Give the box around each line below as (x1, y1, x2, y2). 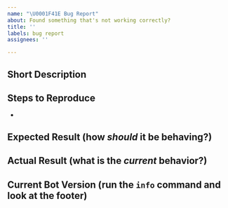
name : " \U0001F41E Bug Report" (7, 10, 99, 18)
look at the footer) (7, 190, 88, 202)
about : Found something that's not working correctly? (7, 17, 171, 24)
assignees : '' (7, 36, 49, 43)
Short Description (7, 68, 87, 81)
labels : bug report (7, 29, 65, 37)
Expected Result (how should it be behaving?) (7, 131, 213, 143)
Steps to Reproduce (7, 92, 96, 104)
